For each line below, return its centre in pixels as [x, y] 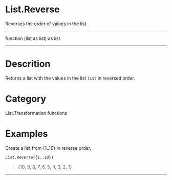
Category [26, 99]
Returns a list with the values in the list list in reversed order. [70, 78]
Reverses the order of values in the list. [47, 24]
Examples [27, 134]
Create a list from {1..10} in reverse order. [48, 148]
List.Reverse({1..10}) [29, 157]
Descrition [28, 64]
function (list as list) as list [33, 38]
